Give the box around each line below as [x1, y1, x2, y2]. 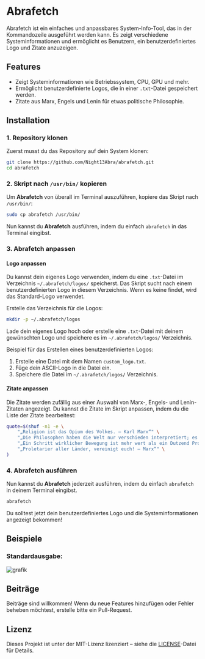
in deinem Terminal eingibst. [6, 486, 77, 494]
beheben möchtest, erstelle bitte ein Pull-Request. [6, 606, 132, 614]
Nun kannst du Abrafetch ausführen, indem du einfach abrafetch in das [6, 223, 187, 230]
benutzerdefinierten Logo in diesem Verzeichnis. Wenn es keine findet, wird [6, 286, 197, 294]
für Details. [6, 647, 34, 654]
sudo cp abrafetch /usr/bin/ [6, 212, 81, 218]
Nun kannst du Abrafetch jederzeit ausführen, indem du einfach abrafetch [6, 480, 194, 488]
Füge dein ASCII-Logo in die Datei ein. [15, 364, 112, 371]
